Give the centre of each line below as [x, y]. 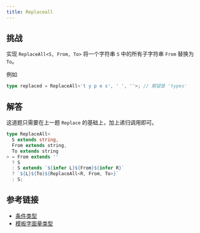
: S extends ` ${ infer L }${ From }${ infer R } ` [68, 168]
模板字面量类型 [34, 223]
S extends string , [35, 140]
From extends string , [39, 145]
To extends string [35, 151]
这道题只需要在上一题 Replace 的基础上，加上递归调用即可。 [82, 123]
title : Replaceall [30, 12]
